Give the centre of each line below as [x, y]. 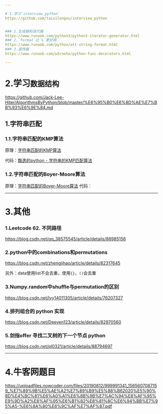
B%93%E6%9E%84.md [29, 107]
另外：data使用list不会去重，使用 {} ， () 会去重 [51, 273]
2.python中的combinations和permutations [56, 252]
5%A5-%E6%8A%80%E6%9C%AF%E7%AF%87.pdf [59, 406]
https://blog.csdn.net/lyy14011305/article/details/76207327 [64, 298]
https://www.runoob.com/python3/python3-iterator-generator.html [72, 36]
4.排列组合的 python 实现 [35, 311]
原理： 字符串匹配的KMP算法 [33, 150]
